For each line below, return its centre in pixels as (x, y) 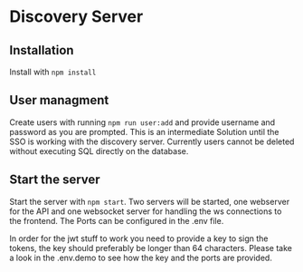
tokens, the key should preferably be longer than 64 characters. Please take (151, 248)
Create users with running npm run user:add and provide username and (142, 122)
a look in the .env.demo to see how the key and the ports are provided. (141, 257)
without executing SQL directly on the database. (99, 151)
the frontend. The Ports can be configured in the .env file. (117, 220)
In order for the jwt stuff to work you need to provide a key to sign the (139, 238)
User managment (59, 100)
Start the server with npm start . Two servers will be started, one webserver (150, 201)
